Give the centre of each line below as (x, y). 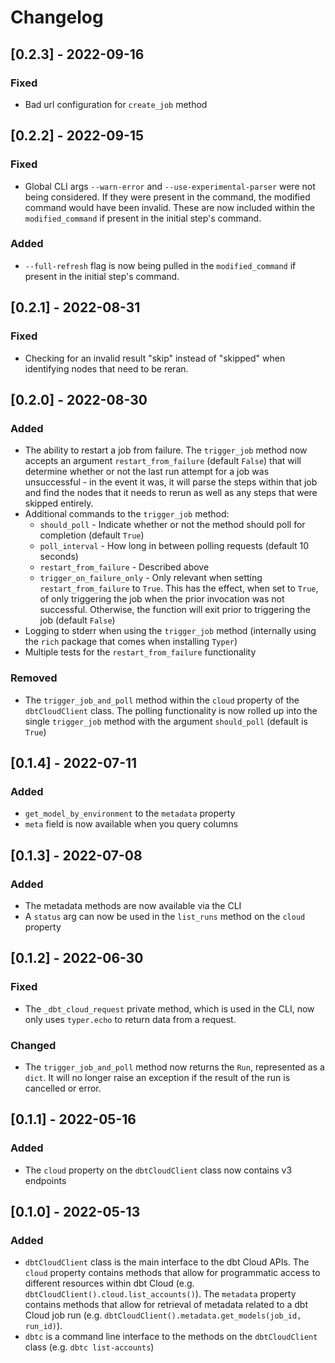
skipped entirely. (59, 503)
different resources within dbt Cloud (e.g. (109, 1283)
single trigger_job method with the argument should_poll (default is (166, 721)
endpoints (45, 1180)
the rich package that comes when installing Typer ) (131, 642)
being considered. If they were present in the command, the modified (167, 197)
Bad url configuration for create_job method (116, 104)
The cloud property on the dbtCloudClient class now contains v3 (158, 1170)
